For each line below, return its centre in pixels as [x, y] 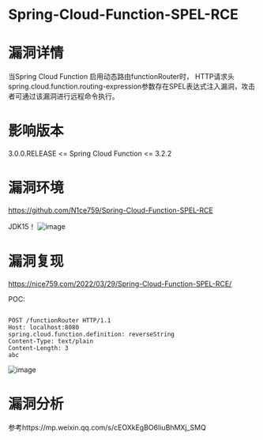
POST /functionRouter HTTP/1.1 [60, 320]
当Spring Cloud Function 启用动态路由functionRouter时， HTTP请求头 [121, 77]
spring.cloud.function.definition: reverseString [92, 334]
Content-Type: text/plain [51, 341]
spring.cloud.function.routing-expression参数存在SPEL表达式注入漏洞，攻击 [132, 86]
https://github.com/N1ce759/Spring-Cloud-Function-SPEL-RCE [111, 210]
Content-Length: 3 [38, 348]
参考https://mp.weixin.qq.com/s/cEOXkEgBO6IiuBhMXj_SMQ [107, 427]
